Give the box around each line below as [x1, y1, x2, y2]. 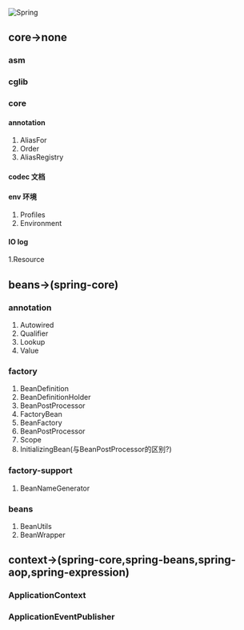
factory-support [8, 465, 73, 476]
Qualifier [19, 329, 49, 338]
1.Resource [8, 255, 45, 265]
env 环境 [8, 192, 38, 201]
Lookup [19, 337, 46, 347]
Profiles [19, 210, 46, 220]
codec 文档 [8, 172, 46, 181]
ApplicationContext [8, 590, 86, 601]
